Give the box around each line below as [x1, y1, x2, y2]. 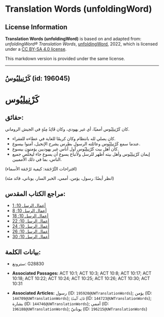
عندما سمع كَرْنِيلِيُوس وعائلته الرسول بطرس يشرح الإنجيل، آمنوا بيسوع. [12, 141, 141, 147]
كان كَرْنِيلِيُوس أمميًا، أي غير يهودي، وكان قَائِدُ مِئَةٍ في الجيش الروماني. [5, 126, 130, 132]
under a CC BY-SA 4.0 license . [5, 46, 67, 52]
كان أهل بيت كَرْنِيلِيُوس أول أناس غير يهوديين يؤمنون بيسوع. [12, 146, 119, 152]
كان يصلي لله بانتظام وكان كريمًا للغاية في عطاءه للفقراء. [12, 136, 116, 142]
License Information [5, 23, 67, 31]
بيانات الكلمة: [5, 248, 41, 256]
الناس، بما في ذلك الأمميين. [12, 156, 62, 162]
